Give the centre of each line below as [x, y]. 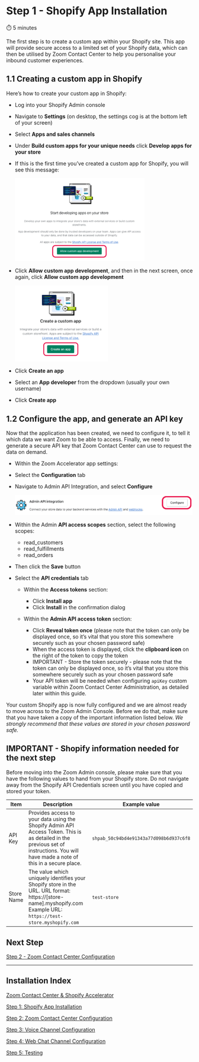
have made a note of [54, 857]
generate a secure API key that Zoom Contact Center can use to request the [99, 446]
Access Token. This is [55, 832]
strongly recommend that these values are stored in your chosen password [98, 724]
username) [28, 389]
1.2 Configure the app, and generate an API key [95, 419]
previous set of [47, 844]
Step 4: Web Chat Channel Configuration [56, 1041]
